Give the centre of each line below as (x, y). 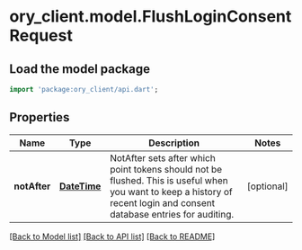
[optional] (267, 186)
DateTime (80, 186)
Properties (40, 117)
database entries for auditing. (172, 214)
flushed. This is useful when (169, 180)
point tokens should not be (166, 169)
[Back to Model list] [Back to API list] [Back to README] (112, 237)
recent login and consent (162, 202)
